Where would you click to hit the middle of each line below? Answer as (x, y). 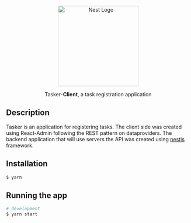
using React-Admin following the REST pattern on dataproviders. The (89, 133)
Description (28, 113)
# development (23, 209)
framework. (20, 145)
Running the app (37, 195)
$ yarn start (22, 214)
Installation (27, 164)
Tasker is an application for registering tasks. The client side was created (94, 127)
